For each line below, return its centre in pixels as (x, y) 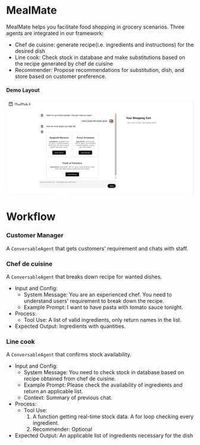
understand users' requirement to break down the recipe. (94, 300)
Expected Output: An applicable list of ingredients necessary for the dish (104, 435)
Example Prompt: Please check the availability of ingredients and (103, 385)
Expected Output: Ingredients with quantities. (70, 326)
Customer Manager (35, 236)
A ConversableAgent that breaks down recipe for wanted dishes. (84, 277)
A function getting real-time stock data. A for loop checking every (113, 416)
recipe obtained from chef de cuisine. (70, 379)
